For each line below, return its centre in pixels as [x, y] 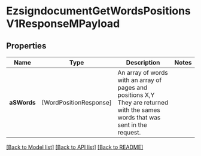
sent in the [133, 125]
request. [129, 132]
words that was [139, 117]
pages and [133, 88]
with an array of [140, 80]
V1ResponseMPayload [63, 24]
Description [143, 62]
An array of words [143, 73]
